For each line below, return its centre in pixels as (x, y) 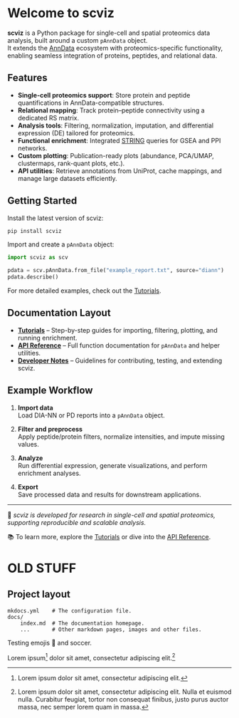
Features (27, 78)
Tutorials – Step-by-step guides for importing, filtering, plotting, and (118, 330)
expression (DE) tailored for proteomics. (76, 132)
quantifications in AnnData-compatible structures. (91, 103)
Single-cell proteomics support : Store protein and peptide (104, 95)
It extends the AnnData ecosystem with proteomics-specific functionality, (115, 48)
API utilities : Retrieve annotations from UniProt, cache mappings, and (119, 171)
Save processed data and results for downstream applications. (109, 494)
